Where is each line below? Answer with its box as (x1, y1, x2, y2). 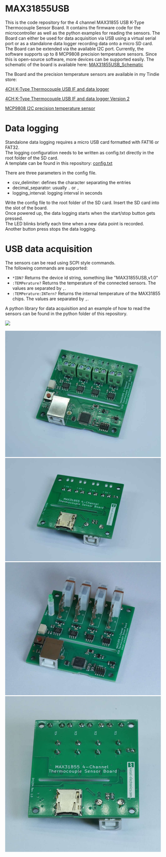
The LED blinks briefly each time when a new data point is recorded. (5, 220, 144, 226)
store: (5, 76, 17, 82)
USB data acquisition (5, 244, 93, 255)
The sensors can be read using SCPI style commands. (5, 260, 116, 265)
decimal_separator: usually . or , (12, 185, 80, 191)
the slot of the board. (5, 204, 48, 211)
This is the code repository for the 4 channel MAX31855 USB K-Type (5, 19, 145, 25)
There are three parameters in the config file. (5, 170, 97, 176)
